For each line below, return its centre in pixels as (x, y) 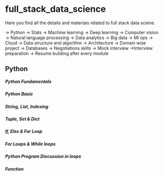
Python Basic (19, 94)
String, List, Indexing (27, 106)
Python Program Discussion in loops (43, 156)
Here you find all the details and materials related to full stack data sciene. (80, 23)
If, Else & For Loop (24, 132)
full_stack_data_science (55, 9)
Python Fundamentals (28, 81)
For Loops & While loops (30, 144)
